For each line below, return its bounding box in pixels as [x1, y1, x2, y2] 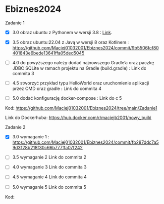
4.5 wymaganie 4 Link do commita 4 [12, 174, 87, 180]
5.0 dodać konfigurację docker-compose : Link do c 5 [12, 95, 122, 101]
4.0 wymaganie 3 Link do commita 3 [12, 164, 87, 170]
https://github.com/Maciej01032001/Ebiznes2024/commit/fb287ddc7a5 [12, 139, 159, 145]
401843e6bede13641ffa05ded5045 [12, 50, 85, 56]
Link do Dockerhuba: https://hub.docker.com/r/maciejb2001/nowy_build [5, 115, 152, 121]
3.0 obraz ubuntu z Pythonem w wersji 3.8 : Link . [12, 29, 112, 35]
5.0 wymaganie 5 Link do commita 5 [12, 184, 87, 190]
